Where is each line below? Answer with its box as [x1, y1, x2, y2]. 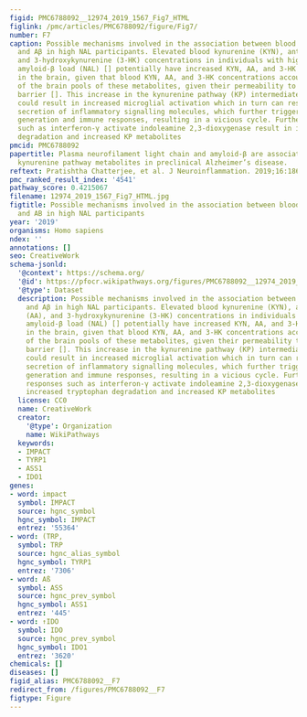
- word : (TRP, [9, 532, 64, 541]
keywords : [17, 438, 55, 448]
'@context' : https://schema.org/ [17, 269, 145, 278]
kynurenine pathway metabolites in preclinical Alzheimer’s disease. [17, 157, 288, 167]
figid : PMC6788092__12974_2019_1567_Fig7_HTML [9, 13, 190, 23]
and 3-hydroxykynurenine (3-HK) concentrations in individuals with [17, 56, 284, 65]
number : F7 [9, 30, 51, 39]
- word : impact [9, 489, 68, 498]
